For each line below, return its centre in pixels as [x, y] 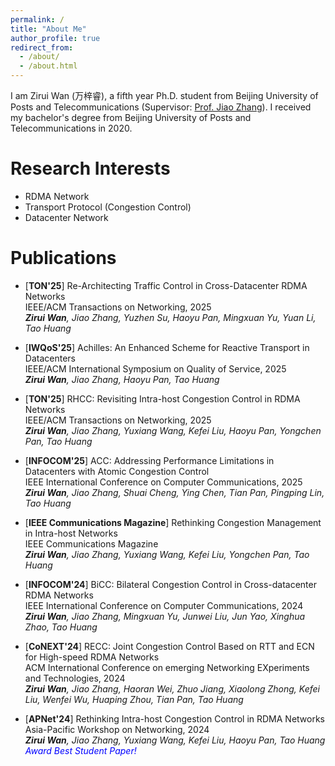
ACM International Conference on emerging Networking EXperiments [167, 667]
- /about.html [48, 66]
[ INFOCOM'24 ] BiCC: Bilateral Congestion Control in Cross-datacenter [170, 584]
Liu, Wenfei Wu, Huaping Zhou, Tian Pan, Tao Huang [134, 699]
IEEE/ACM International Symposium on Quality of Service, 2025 [155, 368]
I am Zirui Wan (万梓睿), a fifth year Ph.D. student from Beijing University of [164, 95]
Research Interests [90, 168]
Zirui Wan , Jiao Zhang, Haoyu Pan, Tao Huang [122, 379]
